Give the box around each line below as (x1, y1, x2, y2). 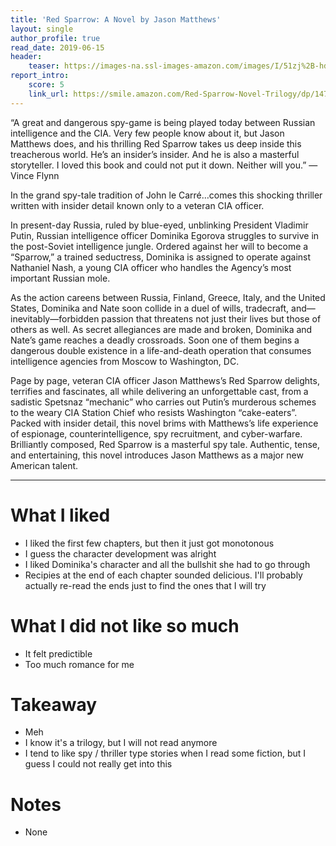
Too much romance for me (24, 658, 135, 670)
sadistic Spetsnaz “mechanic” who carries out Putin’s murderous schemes (10, 396, 317, 408)
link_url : (28, 89, 70, 99)
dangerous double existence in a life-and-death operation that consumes (10, 344, 312, 356)
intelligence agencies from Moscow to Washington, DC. (10, 355, 240, 367)
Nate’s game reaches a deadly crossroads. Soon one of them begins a (10, 334, 300, 346)
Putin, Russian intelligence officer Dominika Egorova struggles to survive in (10, 229, 320, 241)
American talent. (10, 459, 79, 471)
